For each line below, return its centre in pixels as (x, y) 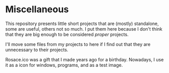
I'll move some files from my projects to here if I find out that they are (78, 44)
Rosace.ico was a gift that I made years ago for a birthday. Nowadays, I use (84, 59)
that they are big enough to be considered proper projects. (67, 34)
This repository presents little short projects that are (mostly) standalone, (82, 23)
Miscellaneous (37, 9)
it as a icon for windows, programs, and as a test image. (64, 65)
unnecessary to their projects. (37, 50)
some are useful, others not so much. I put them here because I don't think (84, 29)
